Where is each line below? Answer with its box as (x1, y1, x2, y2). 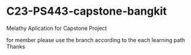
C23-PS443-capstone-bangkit (6, 4, 167, 18)
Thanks (6, 43, 26, 50)
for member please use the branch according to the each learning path (6, 36, 185, 43)
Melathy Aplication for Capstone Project (6, 24, 107, 32)
